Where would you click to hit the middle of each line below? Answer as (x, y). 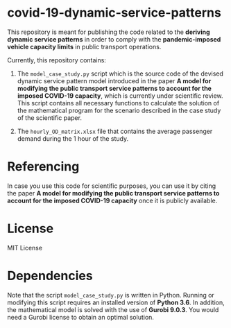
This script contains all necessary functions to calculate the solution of (118, 103)
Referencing (43, 167)
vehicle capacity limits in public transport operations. (84, 46)
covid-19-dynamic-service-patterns (114, 13)
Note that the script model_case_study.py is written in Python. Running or (111, 295)
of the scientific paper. (49, 118)
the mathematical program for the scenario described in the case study (119, 110)
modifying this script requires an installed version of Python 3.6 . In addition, (116, 302)
